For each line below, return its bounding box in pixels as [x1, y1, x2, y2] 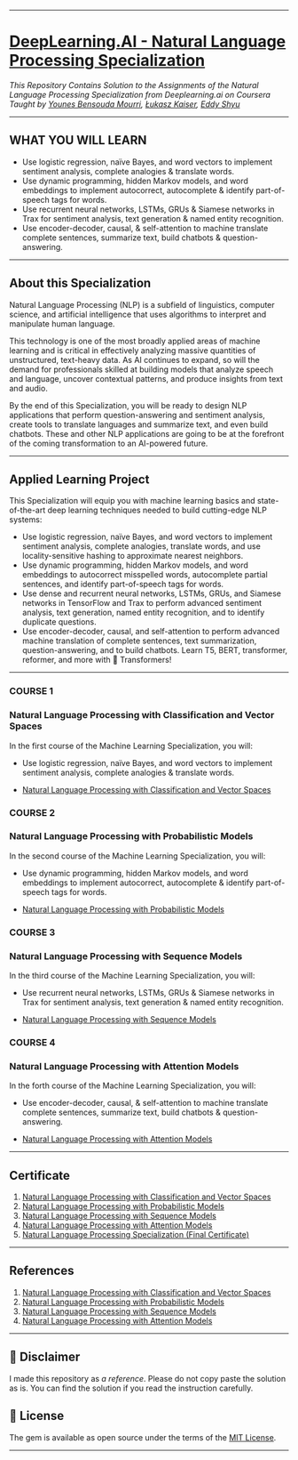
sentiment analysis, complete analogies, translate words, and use [21, 541, 262, 552]
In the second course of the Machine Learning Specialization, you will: [9, 851, 266, 861]
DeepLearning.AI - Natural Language [9, 32, 286, 52]
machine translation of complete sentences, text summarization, [21, 635, 257, 646]
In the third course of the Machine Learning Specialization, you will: [9, 971, 255, 981]
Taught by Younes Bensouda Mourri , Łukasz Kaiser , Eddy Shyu [9, 99, 240, 109]
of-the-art [9, 504, 46, 516]
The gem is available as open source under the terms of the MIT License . [9, 1432, 277, 1442]
